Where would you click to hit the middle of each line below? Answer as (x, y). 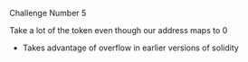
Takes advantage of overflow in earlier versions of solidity (131, 48)
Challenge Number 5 (48, 13)
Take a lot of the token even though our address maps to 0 (119, 30)
